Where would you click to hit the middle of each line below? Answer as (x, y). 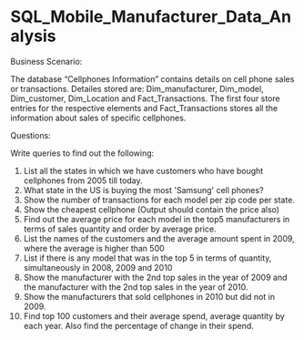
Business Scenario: (46, 61)
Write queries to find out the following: (82, 153)
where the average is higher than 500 (94, 248)
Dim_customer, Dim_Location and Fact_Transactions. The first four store (145, 98)
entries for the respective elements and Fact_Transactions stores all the (144, 108)
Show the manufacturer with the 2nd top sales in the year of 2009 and (155, 277)
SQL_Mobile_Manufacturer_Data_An (151, 17)
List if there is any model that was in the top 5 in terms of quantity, (147, 258)
